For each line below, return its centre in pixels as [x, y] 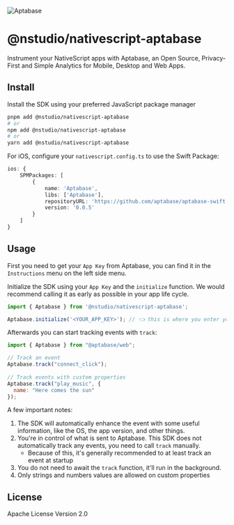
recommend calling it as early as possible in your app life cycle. [98, 294]
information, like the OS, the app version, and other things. [101, 431]
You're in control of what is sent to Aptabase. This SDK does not [109, 438]
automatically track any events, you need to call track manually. [109, 446]
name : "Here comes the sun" [54, 390]
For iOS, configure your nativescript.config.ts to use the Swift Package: [113, 156]
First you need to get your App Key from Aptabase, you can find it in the [109, 265]
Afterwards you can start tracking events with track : [82, 332]
